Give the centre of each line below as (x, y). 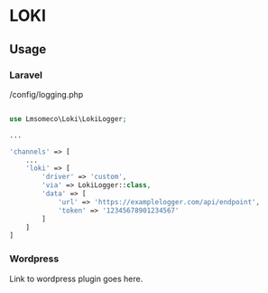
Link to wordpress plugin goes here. (76, 279)
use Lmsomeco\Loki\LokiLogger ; (68, 118)
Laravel (26, 75)
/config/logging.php (46, 94)
